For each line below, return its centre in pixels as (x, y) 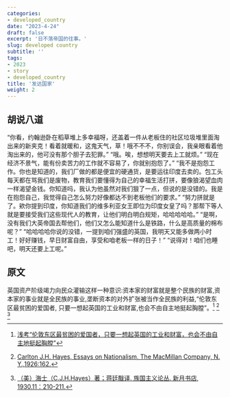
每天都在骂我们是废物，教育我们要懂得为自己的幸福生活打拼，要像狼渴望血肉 (115, 180)
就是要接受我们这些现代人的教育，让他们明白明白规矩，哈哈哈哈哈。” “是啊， (114, 214)
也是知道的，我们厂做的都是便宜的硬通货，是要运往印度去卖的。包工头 (124, 171)
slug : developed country (42, 45)
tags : (15, 58)
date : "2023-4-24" (33, 26)
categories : (24, 13)
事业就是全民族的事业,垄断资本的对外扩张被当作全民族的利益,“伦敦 (118, 298)
